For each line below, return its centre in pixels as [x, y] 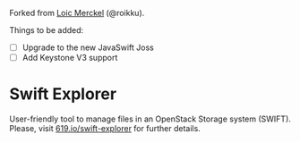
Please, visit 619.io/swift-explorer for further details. [105, 129]
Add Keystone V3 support [70, 58]
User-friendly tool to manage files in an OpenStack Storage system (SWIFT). [150, 119]
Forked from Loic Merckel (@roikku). [77, 13]
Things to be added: [47, 30]
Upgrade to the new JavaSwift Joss [88, 47]
